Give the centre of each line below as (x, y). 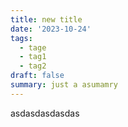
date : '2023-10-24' (51, 29)
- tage (33, 47)
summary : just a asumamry (64, 85)
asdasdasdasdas (45, 113)
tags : (21, 38)
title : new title (46, 19)
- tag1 (33, 57)
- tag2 (33, 66)
